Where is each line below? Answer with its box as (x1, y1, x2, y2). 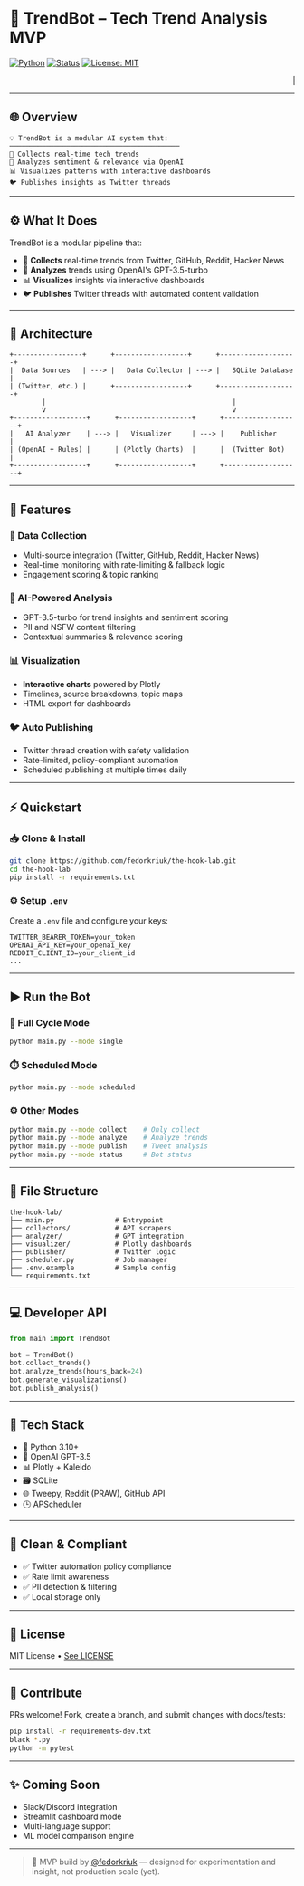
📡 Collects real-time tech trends (9, 149, 140, 158)
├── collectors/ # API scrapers (9, 1223, 172, 1232)
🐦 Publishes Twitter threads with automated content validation (22, 288, 260, 299)
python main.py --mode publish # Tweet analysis (9, 1142, 208, 1151)
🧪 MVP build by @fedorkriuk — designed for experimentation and (31, 1856, 276, 1867)
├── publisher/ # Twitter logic (9, 1247, 176, 1257)
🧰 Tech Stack (9, 1417, 85, 1433)
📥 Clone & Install (9, 832, 86, 845)
